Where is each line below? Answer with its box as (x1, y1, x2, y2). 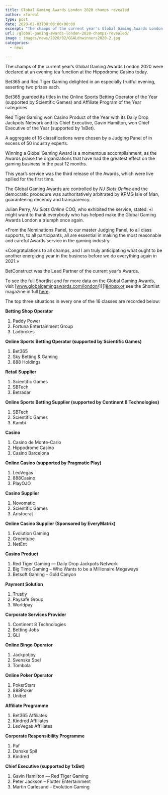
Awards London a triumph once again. (5, 217, 84, 223)
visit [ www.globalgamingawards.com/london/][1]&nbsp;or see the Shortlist (5, 283, 160, 289)
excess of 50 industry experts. (5, 140, 68, 146)
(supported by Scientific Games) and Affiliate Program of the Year (5, 99, 142, 105)
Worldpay (12, 601, 33, 607)
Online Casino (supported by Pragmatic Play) (5, 460, 102, 466)
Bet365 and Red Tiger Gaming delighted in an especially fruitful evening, (5, 78, 156, 84)
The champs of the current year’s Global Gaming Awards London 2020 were (5, 63, 163, 69)
